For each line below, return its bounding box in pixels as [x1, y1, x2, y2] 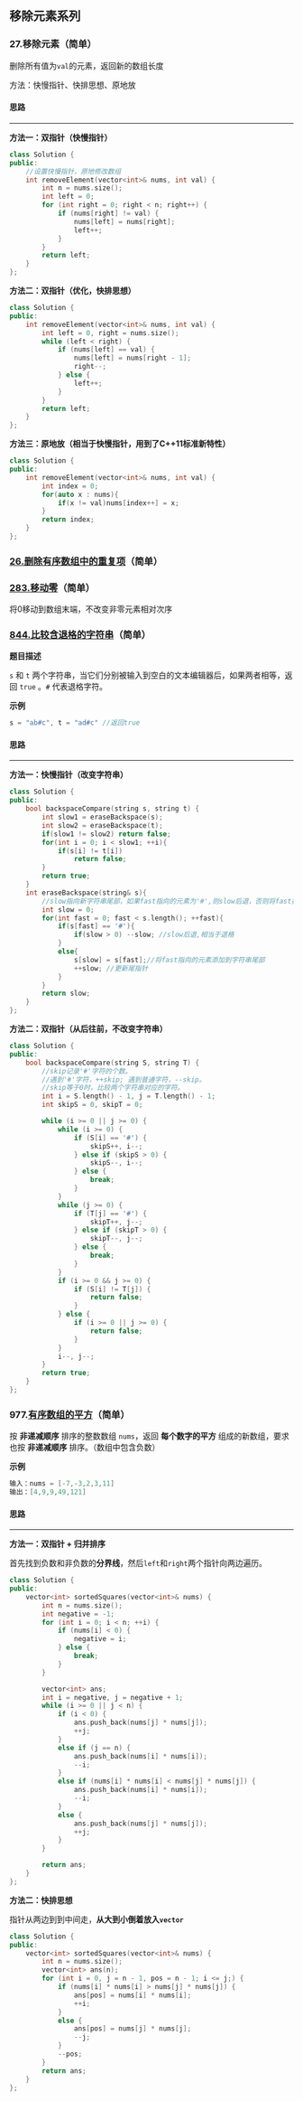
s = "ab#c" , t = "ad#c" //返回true [9, 718, 141, 727]
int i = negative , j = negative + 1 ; [41, 1693, 183, 1702]
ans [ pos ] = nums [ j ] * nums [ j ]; [73, 2024, 192, 2033]
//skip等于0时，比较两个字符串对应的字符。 [41, 1083, 185, 1093]
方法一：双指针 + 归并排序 [9, 1539, 106, 1550]
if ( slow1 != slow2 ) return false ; [41, 830, 171, 839]
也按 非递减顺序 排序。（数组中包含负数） [9, 1442, 161, 1453]
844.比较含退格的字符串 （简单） [9, 629, 151, 642]
